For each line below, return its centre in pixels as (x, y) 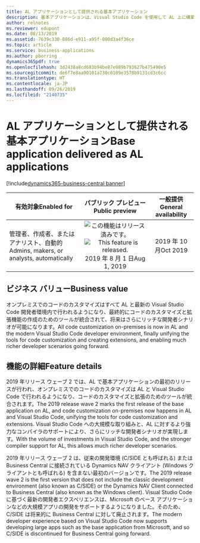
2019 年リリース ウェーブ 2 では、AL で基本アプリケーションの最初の (91, 381)
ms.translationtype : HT (36, 78)
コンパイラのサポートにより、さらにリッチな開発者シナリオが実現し (100, 432)
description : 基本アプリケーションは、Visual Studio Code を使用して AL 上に (96, 17)
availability (171, 214)
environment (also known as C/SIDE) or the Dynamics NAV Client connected (100, 486)
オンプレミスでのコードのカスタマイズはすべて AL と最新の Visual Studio (95, 304)
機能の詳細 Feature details (54, 366)
